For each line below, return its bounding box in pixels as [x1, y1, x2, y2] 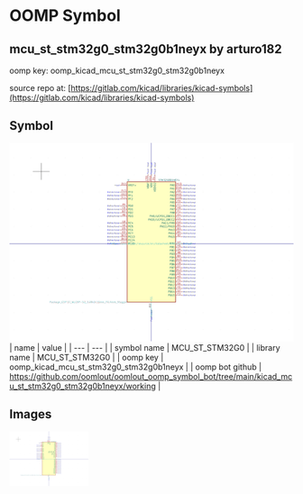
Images [9, 407, 52, 422]
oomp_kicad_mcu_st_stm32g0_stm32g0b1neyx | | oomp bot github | [9, 361, 262, 372]
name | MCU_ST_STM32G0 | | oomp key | [9, 352, 164, 362]
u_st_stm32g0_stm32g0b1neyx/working [9, 380, 156, 391]
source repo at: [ [9, 83, 71, 93]
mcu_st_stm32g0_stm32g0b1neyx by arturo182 [9, 41, 282, 57]
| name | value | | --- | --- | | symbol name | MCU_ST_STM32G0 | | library [9, 342, 281, 352]
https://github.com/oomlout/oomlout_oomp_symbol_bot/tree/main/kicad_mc [9, 370, 293, 381]
